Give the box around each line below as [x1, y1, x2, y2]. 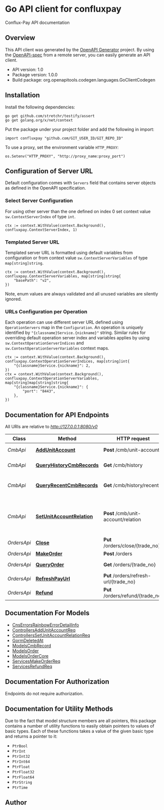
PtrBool [12, 744, 28, 748]
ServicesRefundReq [12, 663, 53, 669]
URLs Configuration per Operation [5, 308, 88, 315]
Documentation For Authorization [5, 678, 109, 686]
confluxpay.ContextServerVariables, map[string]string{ [5, 273, 121, 279]
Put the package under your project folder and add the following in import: [5, 126, 155, 132]
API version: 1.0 [12, 66, 43, 72]
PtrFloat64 [12, 775, 35, 780]
